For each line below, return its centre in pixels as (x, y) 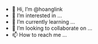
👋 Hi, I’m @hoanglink (37, 9)
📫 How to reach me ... (39, 35)
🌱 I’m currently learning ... (43, 22)
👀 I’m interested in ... (37, 15)
